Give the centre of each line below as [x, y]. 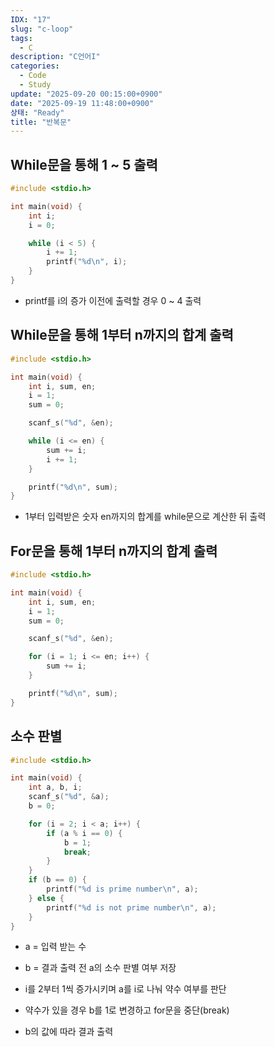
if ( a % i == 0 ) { [84, 833]
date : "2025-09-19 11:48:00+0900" [82, 103]
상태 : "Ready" [37, 112]
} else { [46, 898]
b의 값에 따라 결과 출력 [69, 1032]
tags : [21, 38]
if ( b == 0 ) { [57, 880]
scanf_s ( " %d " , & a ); [69, 797]
